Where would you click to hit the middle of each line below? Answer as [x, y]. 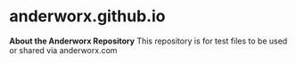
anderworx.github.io [87, 16]
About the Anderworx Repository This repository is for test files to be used [148, 41]
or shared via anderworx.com [63, 50]
